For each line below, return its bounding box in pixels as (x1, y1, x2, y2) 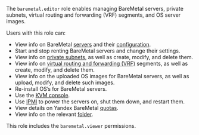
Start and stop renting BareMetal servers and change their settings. (14, 47, 181, 54)
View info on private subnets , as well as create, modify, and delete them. (14, 54, 194, 60)
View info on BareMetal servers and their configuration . (14, 41, 151, 48)
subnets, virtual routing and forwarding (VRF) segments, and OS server (6, 11, 181, 19)
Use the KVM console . (14, 92, 70, 99)
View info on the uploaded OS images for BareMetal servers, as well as (14, 73, 189, 79)
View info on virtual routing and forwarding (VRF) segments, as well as (14, 60, 188, 67)
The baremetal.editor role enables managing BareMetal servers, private (6, 5, 184, 12)
